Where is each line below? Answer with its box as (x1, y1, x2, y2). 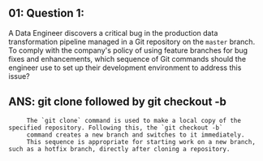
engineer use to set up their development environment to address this (8, 63, 242, 72)
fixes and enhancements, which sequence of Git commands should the (8, 54, 246, 63)
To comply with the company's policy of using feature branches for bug (8, 45, 248, 55)
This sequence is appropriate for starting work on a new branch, (26, 137, 256, 146)
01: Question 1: (8, 7, 85, 20)
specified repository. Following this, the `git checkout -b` (8, 124, 223, 132)
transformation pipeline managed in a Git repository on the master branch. (8, 37, 256, 46)
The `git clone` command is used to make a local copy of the (26, 116, 242, 124)
